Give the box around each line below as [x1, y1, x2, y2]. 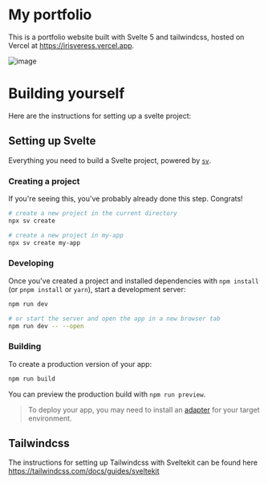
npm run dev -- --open [8, 322, 84, 330]
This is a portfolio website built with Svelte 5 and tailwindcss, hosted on [8, 32, 245, 42]
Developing [8, 258, 55, 269]
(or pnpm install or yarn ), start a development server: [8, 284, 186, 294]
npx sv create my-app [8, 238, 81, 246]
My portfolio [8, 6, 92, 24]
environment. [27, 413, 72, 423]
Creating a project [8, 175, 80, 186]
